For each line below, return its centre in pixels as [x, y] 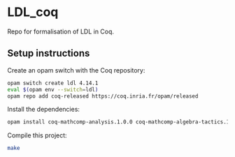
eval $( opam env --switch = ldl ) [53, 89]
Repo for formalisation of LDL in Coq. [60, 31]
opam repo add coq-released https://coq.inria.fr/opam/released [103, 96]
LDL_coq [33, 12]
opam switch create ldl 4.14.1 [53, 83]
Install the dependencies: [44, 110]
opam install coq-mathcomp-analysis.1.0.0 [70, 122]
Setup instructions [49, 53]
